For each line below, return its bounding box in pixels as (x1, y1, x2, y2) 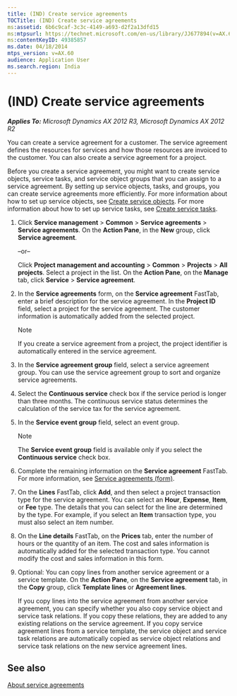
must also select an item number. (17, 518, 114, 526)
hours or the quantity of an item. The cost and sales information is (17, 539, 209, 547)
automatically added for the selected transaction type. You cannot (17, 546, 210, 555)
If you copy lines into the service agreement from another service (17, 596, 208, 605)
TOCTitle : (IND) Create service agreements (7, 17, 138, 24)
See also (7, 662, 46, 674)
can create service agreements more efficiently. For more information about (7, 189, 228, 198)
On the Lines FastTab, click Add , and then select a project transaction (17, 487, 221, 496)
